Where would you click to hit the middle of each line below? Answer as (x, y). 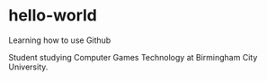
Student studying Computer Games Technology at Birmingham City (133, 57)
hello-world (53, 16)
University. (28, 67)
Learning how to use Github (60, 40)
